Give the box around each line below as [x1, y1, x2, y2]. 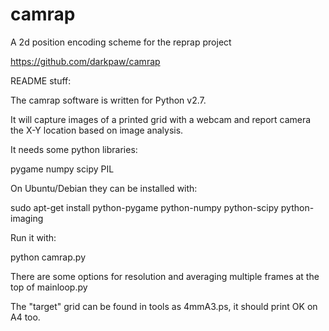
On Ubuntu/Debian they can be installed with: [10, 182, 198, 194]
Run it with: [10, 231, 57, 243]
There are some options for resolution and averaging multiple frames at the [10, 270, 320, 282]
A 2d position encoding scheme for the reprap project [10, 36, 232, 48]
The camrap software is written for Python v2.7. [10, 94, 207, 106]
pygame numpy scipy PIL [10, 163, 115, 175]
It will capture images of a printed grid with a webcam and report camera [10, 113, 312, 125]
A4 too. [10, 311, 41, 323]
